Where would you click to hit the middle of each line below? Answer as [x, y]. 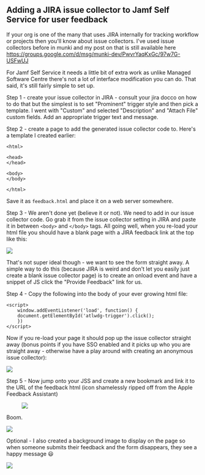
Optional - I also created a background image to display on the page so [96, 441]
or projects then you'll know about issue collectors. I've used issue [90, 41]
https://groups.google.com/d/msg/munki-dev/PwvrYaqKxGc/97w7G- [93, 54]
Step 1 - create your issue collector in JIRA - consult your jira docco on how [102, 97]
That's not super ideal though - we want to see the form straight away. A [98, 262]
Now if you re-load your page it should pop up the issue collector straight [99, 338]
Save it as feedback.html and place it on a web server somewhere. [90, 201]
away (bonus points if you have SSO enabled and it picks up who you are [99, 344]
